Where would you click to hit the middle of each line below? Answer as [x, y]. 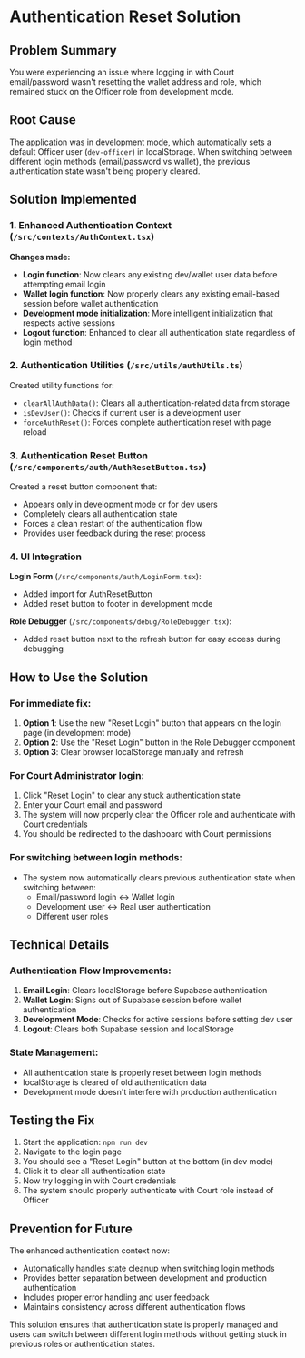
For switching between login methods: [96, 858]
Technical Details [59, 945]
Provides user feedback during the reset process [114, 533]
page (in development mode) [77, 733]
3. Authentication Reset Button [79, 455]
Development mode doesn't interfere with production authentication [149, 1091]
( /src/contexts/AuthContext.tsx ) [82, 236]
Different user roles [72, 916]
